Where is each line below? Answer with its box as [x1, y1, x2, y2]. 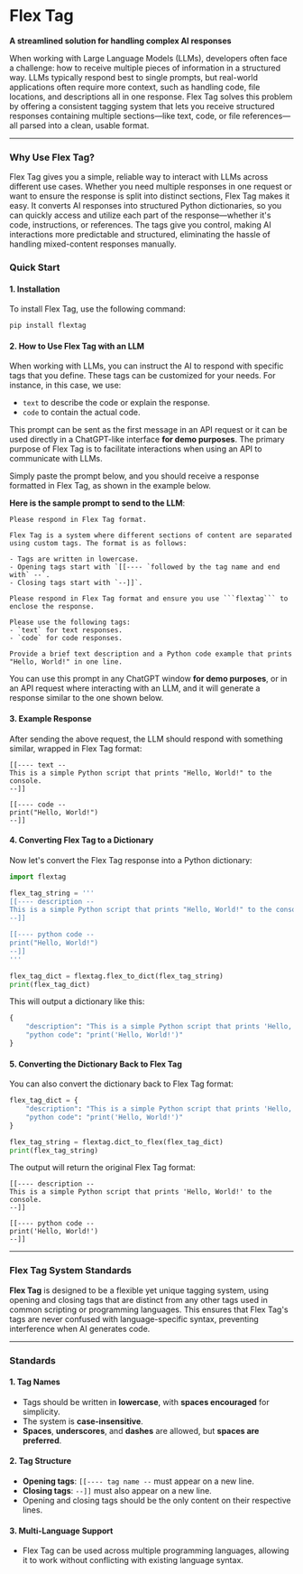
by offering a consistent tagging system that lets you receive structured [9, 100, 275, 111]
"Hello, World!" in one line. [9, 657, 124, 666]
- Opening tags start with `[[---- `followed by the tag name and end [9, 563, 280, 572]
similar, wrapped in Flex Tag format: [9, 742, 142, 754]
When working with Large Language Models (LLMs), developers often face [9, 52, 288, 63]
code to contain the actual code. [22, 407, 141, 418]
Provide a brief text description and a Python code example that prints [9, 649, 293, 659]
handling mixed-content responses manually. [9, 238, 178, 249]
